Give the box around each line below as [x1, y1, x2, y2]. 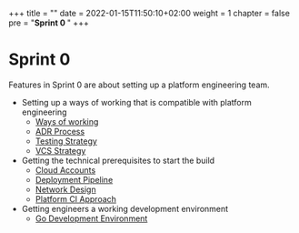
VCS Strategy [35, 145, 86, 156]
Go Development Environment [35, 213, 148, 224]
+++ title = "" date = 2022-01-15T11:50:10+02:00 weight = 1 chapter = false [8, 8, 290, 18]
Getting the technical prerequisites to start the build [21, 155, 215, 166]
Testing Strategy [35, 136, 97, 147]
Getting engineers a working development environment [21, 203, 229, 214]
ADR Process [35, 126, 85, 137]
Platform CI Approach [35, 193, 117, 204]
